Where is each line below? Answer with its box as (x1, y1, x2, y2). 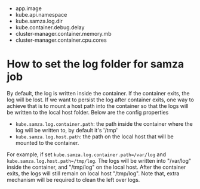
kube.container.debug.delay (15, 24, 85, 31)
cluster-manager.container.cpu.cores (15, 36, 107, 44)
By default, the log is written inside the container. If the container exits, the (7, 90, 190, 97)
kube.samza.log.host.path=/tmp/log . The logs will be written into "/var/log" (7, 157, 192, 165)
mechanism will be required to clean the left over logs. (7, 176, 140, 184)
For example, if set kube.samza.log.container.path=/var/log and (7, 151, 167, 158)
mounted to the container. (15, 140, 79, 147)
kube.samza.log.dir (15, 17, 63, 25)
